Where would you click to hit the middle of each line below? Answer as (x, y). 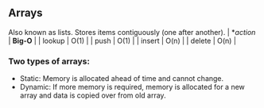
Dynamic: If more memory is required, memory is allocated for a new (132, 87)
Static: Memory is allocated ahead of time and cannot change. (122, 79)
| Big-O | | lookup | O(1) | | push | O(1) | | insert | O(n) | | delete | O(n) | (122, 40)
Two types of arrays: (49, 61)
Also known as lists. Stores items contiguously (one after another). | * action (132, 32)
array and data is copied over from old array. (93, 95)
